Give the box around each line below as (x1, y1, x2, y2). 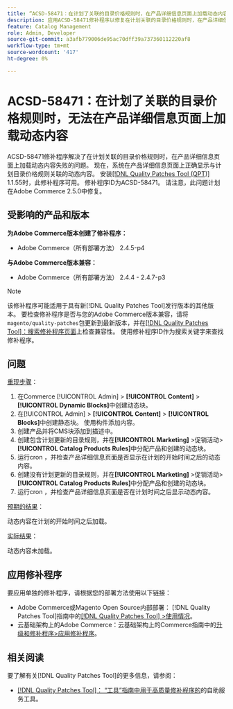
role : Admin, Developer (7, 29, 76, 37)
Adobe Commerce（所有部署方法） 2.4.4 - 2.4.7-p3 (17, 273, 166, 281)
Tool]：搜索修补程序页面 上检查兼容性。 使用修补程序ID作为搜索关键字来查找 (7, 327, 224, 335)
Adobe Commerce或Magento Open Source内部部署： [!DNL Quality (17, 604, 211, 612)
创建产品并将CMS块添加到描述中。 (17, 427, 116, 435)
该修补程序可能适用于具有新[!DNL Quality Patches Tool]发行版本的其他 (7, 301, 208, 309)
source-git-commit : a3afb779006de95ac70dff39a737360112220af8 (7, 36, 191, 43)
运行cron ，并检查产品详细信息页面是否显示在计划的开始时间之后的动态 (17, 453, 221, 462)
